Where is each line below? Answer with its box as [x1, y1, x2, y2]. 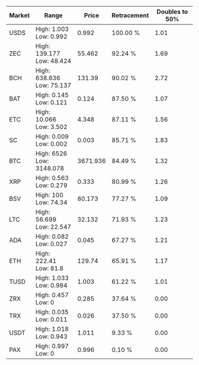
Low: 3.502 [35, 123, 68, 131]
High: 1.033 [35, 274, 69, 282]
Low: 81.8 [35, 264, 64, 272]
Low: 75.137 [35, 81, 72, 89]
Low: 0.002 [35, 140, 68, 148]
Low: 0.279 [35, 181, 68, 189]
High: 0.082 [35, 232, 69, 241]
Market [9, 11, 30, 20]
